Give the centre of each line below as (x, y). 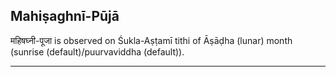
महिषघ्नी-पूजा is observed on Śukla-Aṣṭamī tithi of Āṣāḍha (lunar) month (151, 40)
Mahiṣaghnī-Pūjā (65, 16)
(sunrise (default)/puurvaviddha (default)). (97, 51)
